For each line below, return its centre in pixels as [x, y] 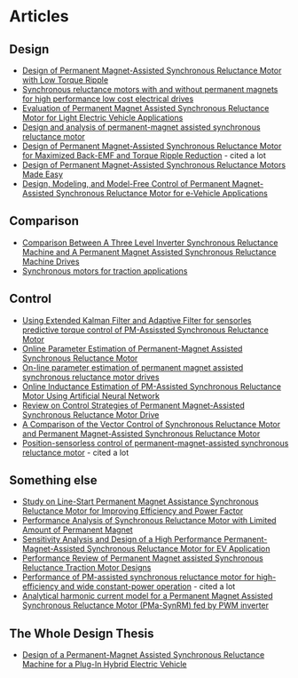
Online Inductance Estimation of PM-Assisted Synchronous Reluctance [152, 386]
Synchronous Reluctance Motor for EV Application [178, 549]
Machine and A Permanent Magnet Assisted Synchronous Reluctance [149, 251]
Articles [39, 16]
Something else [53, 480]
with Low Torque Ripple [65, 80]
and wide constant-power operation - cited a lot [148, 586]
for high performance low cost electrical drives [108, 99]
